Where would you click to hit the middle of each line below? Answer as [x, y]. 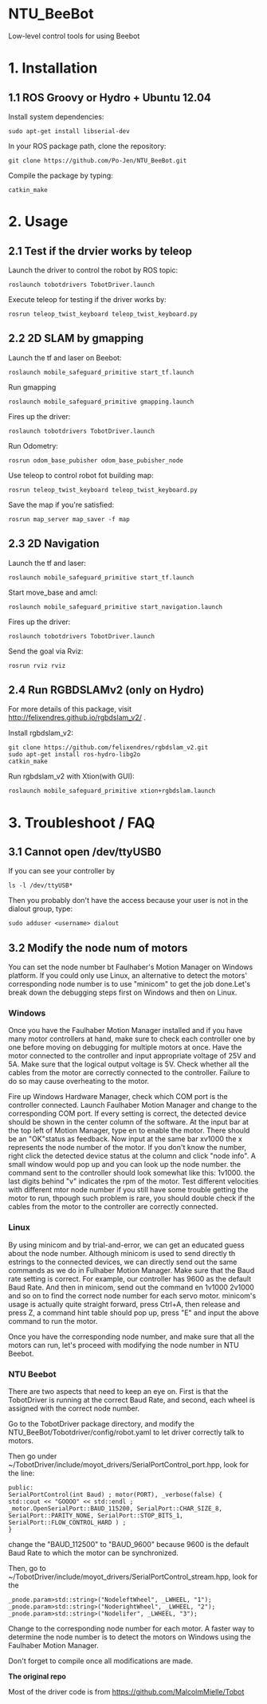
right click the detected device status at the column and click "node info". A [132, 1156]
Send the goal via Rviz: [46, 651]
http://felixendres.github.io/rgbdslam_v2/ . [77, 717]
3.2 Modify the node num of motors [98, 948]
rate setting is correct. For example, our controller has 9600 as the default [130, 1278]
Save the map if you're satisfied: [61, 505]
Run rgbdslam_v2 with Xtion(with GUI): [72, 776]
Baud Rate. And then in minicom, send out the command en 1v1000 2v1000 [132, 1287]
